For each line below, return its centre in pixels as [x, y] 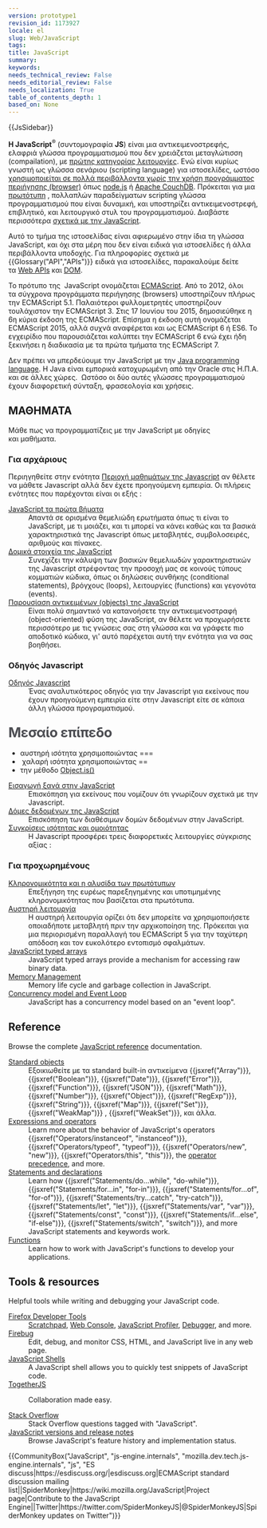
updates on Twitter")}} [84, 1516]
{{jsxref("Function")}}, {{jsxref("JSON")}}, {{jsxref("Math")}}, [128, 1087]
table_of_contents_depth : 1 [55, 97]
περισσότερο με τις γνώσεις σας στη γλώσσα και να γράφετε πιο [136, 627]
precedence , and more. [67, 1163]
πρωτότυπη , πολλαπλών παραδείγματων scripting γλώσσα [107, 195]
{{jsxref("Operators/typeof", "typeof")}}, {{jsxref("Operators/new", [137, 1146]
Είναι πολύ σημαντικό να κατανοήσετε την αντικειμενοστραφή [133, 611]
